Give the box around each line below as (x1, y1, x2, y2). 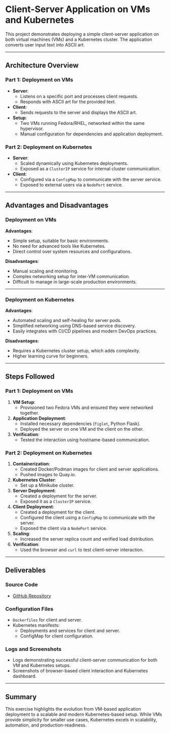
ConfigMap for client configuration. (20, 633, 94, 639)
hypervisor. (20, 125, 44, 131)
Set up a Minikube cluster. (20, 482, 75, 488)
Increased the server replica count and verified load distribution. (20, 536, 154, 542)
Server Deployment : (12, 487, 56, 493)
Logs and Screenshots (5, 646, 62, 653)
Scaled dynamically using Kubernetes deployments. (20, 160, 129, 166)
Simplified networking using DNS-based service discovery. (12, 323, 136, 329)
